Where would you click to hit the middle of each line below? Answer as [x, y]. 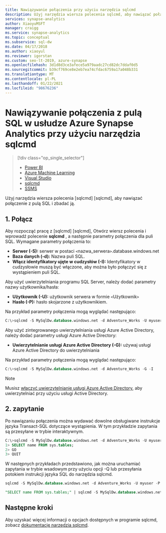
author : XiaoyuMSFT [25, 24]
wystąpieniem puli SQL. [36, 272]
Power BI [34, 168]
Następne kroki [29, 508]
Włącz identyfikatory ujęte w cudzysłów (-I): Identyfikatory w [76, 262]
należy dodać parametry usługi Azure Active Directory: [61, 336]
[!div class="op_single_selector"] [51, 158]
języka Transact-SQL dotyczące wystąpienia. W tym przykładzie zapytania [81, 426]
